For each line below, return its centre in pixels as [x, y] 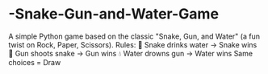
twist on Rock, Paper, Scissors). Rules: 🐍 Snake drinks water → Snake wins [133, 44]
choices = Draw [35, 62]
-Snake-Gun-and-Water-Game [114, 14]
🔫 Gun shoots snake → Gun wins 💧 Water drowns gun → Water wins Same [130, 53]
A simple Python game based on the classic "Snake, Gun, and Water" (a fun [134, 36]
